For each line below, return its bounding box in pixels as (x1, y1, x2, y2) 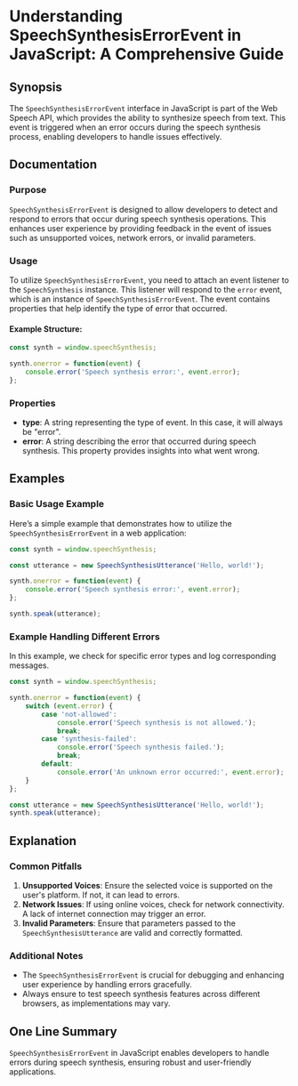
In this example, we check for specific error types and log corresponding (9, 651, 277, 662)
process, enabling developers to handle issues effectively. (9, 132, 222, 141)
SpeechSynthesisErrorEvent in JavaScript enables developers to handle (9, 1048, 270, 1058)
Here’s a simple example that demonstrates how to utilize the (9, 518, 233, 528)
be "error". (21, 426, 61, 437)
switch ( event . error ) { (25, 701, 114, 711)
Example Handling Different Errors (9, 630, 160, 642)
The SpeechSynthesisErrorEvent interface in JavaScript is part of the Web (9, 103, 278, 113)
